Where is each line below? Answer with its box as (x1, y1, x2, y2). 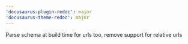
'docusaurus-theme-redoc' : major (5, 14, 89, 20)
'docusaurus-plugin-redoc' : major (5, 8, 92, 15)
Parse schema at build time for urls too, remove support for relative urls (5, 31, 183, 38)
